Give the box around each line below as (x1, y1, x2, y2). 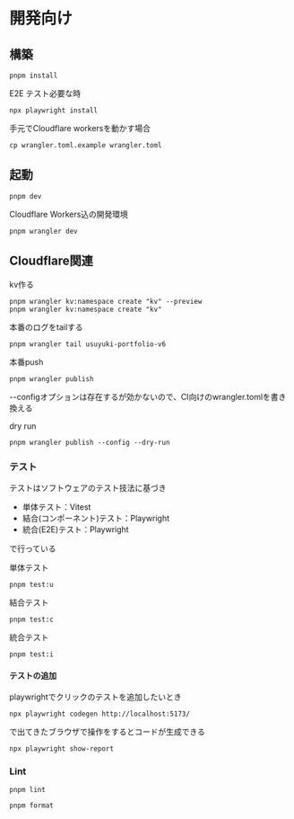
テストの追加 (9, 670, 56, 681)
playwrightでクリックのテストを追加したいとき (9, 691, 182, 702)
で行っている (9, 543, 56, 554)
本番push (9, 356, 44, 367)
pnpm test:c (9, 615, 54, 624)
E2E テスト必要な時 (9, 88, 82, 99)
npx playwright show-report (9, 744, 115, 753)
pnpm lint (9, 786, 47, 795)
